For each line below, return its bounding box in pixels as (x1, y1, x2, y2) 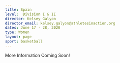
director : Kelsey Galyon (5, 16, 56, 21)
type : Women (5, 30, 30, 35)
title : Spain (5, 7, 32, 12)
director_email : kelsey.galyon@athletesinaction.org (5, 21, 116, 26)
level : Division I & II (5, 12, 56, 17)
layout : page (5, 35, 32, 40)
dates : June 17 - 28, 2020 (5, 25, 60, 30)
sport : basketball (5, 39, 43, 44)
